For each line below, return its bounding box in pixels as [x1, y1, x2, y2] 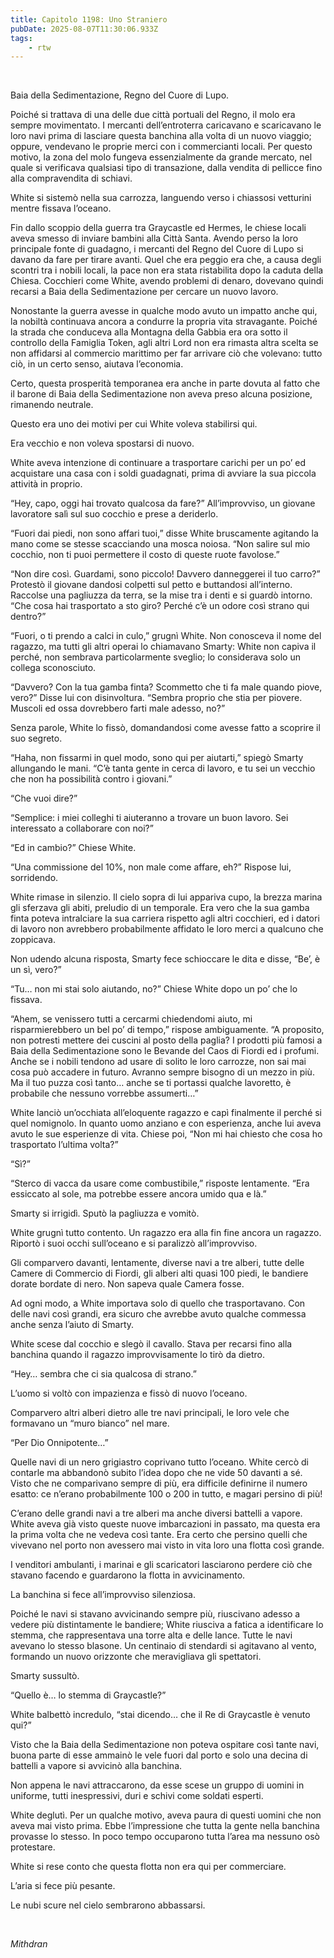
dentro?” [10, 611, 47, 623]
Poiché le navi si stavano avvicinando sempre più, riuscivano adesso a [10, 1608, 301, 1620]
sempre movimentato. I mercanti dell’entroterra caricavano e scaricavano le [10, 119, 322, 131]
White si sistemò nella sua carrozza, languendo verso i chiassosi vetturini [10, 192, 312, 204]
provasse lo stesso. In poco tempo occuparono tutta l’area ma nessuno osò [10, 1831, 320, 1843]
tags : [10, 33, 33, 43]
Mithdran [10, 1938, 48, 1950]
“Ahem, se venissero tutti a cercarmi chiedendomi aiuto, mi [10, 1013, 253, 1025]
